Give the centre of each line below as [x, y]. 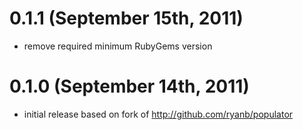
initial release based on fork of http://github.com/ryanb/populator [158, 114]
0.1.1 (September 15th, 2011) [126, 18]
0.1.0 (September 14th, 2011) [129, 86]
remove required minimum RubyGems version [118, 46]
